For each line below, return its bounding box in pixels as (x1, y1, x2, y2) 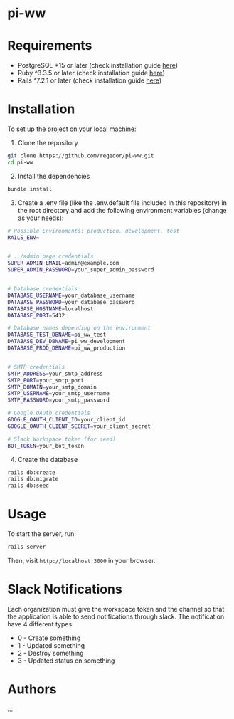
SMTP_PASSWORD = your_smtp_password (7, 397, 110, 404)
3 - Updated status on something (17, 656, 115, 665)
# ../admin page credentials (7, 253, 94, 261)
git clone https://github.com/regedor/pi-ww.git (7, 152, 154, 159)
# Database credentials (7, 285, 78, 293)
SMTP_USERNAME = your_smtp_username (7, 390, 110, 397)
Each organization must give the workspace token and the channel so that (7, 604, 225, 613)
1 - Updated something (17, 641, 85, 649)
